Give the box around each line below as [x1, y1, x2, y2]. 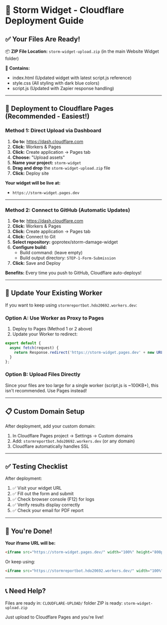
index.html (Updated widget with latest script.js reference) [12, 75, 132, 81]
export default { [5, 341, 41, 346]
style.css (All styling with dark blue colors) [12, 80, 99, 86]
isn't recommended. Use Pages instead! [5, 388, 87, 394]
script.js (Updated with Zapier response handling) [12, 86, 114, 91]
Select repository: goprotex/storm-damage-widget [12, 239, 118, 245]
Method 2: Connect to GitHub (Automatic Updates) [5, 207, 130, 213]
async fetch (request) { [9, 345, 59, 350]
